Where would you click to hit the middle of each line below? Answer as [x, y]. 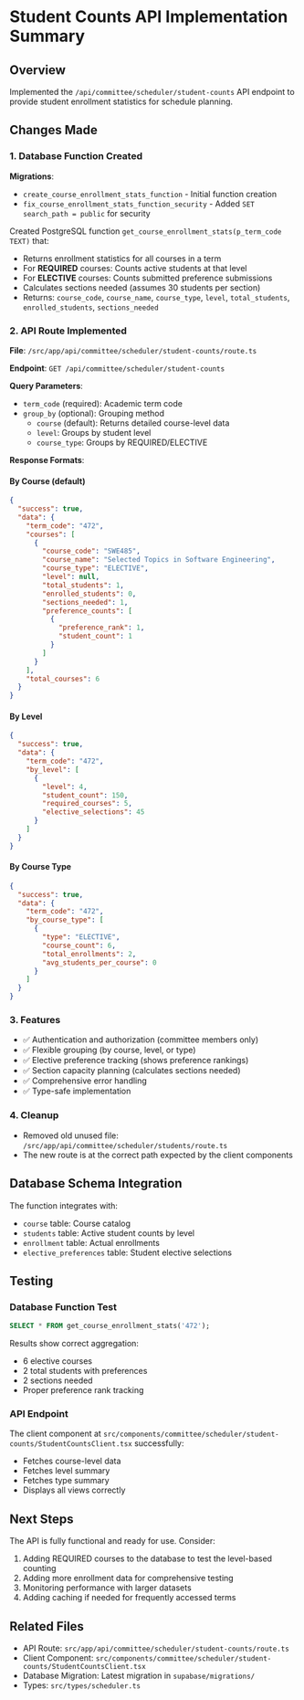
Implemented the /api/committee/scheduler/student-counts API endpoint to [152, 92]
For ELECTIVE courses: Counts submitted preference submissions [147, 278]
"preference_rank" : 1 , [101, 628]
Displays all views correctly [74, 1490]
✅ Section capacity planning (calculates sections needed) [131, 1071]
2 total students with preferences [85, 1371]
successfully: [159, 1443]
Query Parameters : [47, 385]
